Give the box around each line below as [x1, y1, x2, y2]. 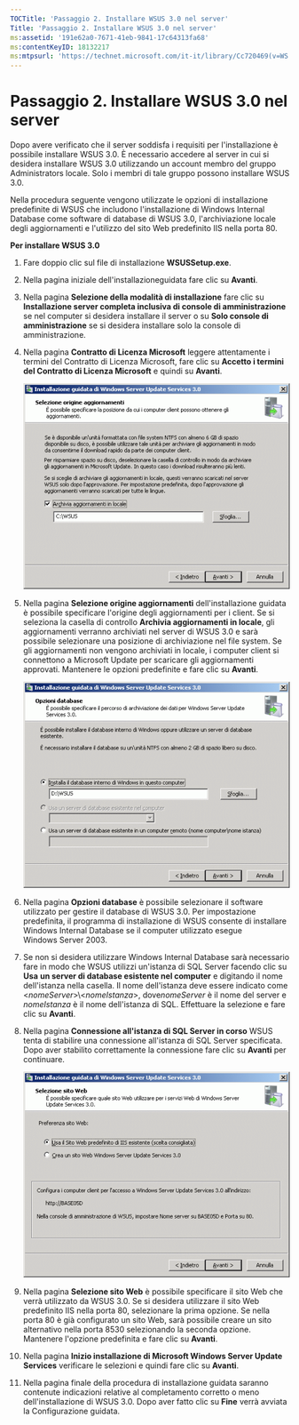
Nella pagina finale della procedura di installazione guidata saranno [22, 1377, 269, 1388]
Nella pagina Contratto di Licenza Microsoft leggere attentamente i [22, 347, 271, 357]
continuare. [22, 1053, 66, 1064]
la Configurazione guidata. [22, 1405, 121, 1416]
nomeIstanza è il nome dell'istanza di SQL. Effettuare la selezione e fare [22, 998, 286, 1009]
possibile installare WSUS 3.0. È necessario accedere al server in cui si [10, 149, 270, 160]
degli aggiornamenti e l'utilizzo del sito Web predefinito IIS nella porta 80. [10, 223, 278, 234]
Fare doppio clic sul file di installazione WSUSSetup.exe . [22, 258, 232, 268]
